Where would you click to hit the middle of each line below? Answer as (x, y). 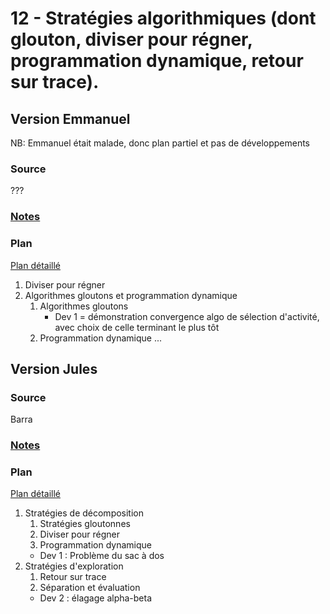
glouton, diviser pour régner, (131, 39)
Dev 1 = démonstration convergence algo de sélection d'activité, (187, 316)
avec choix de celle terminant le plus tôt (137, 327)
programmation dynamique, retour (157, 61)
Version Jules (54, 368)
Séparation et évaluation (90, 588)
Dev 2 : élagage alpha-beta (96, 598)
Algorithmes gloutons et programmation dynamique (131, 295)
